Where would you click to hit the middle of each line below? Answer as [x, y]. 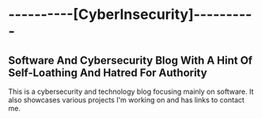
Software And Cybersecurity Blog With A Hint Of [131, 60]
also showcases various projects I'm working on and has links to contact [127, 100]
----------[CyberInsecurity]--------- [130, 15]
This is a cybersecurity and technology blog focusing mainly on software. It [131, 91]
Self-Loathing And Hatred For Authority [108, 73]
